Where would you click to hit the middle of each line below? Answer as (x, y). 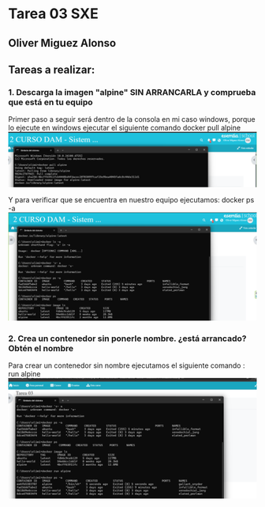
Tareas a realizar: (52, 69)
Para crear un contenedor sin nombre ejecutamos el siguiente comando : (127, 365)
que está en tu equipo (50, 102)
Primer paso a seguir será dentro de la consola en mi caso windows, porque (132, 119)
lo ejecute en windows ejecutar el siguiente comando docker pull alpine (125, 128)
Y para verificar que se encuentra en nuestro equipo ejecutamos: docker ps (131, 200)
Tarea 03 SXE (53, 14)
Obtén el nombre (41, 348)
